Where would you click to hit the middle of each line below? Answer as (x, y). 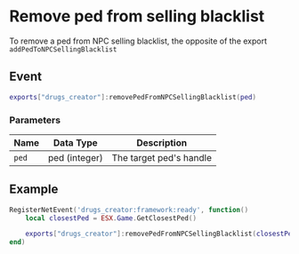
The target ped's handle (162, 157)
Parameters (35, 120)
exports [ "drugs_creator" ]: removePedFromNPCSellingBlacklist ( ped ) (133, 97)
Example (34, 190)
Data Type (75, 142)
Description (162, 142)
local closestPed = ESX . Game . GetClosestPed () (111, 218)
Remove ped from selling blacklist (137, 16)
